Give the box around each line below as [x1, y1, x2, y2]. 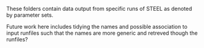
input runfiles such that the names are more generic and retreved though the [6, 29, 198, 37]
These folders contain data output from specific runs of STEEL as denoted [6, 5, 192, 12]
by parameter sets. [6, 11, 53, 19]
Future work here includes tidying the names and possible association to [6, 23, 188, 30]
